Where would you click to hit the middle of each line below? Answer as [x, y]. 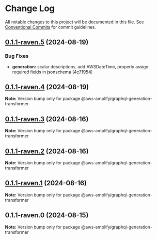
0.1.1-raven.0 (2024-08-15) [47, 215]
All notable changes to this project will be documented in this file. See [75, 22]
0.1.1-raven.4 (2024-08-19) [47, 87]
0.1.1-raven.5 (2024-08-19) [47, 42]
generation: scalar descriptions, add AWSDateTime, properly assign [80, 66]
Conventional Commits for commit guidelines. [50, 27]
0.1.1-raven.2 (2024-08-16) [47, 151]
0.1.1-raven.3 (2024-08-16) [47, 119]
